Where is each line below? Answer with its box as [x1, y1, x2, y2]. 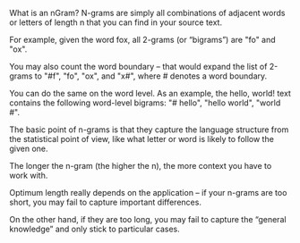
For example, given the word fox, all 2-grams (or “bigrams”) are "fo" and [9, 35, 276, 45]
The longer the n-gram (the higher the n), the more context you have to [9, 161, 272, 171]
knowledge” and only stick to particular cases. [9, 223, 181, 234]
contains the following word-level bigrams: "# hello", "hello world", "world [9, 97, 281, 108]
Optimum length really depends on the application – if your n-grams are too [9, 188, 287, 197]
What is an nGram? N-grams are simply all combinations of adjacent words [9, 8, 286, 18]
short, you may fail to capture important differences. [9, 197, 201, 207]
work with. [9, 170, 48, 180]
